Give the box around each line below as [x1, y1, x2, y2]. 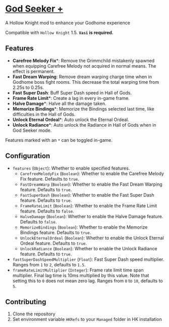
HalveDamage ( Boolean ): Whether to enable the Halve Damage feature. [20, 213, 163, 220]
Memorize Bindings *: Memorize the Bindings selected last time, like [12, 105, 155, 112]
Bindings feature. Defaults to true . [20, 229, 91, 235]
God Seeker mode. [12, 127, 52, 133]
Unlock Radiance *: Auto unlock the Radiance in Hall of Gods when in [12, 122, 156, 128]
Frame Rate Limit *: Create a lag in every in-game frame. [12, 95, 130, 101]
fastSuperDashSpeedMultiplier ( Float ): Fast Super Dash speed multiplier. [12, 256, 164, 262]
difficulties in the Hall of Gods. [12, 111, 76, 117]
